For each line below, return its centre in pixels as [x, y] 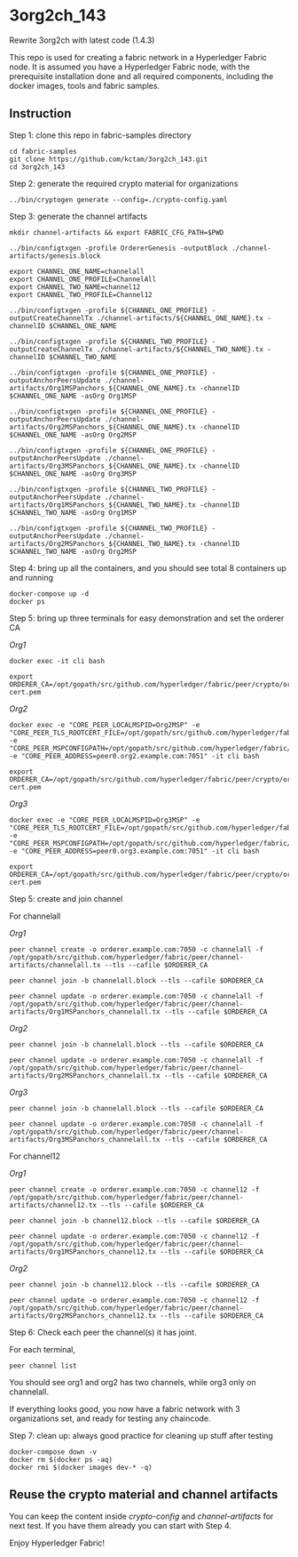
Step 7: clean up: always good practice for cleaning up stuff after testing [141, 1435]
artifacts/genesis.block [55, 256]
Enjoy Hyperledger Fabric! [57, 1543]
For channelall [35, 916]
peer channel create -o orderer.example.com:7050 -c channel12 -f [134, 1189]
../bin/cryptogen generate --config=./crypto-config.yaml [118, 200]
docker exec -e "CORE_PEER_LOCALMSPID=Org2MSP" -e [105, 725]
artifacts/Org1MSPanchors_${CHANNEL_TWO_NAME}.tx [103, 505]
